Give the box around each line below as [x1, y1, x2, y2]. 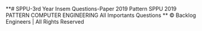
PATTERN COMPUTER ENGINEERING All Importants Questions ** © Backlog [5, 12, 197, 19]
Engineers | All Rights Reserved [5, 18, 84, 25]
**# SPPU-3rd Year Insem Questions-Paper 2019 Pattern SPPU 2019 [5, 5, 177, 12]
